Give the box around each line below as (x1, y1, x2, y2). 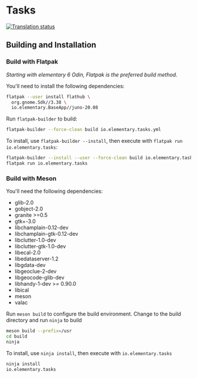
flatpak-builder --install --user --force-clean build (6, 155, 143, 161)
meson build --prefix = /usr (6, 328, 72, 334)
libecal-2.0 (14, 249, 41, 256)
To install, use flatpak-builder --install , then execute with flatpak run (6, 138, 183, 145)
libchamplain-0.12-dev (14, 224, 69, 231)
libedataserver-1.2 (14, 255, 59, 262)
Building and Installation (6, 40, 97, 50)
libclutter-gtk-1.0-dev (14, 243, 66, 250)
